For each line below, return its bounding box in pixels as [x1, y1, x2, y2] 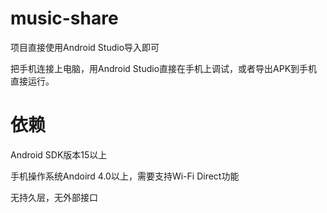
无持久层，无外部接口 [10, 191, 98, 203]
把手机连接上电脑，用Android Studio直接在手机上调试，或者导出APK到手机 [10, 62, 318, 74]
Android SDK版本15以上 [10, 148, 108, 161]
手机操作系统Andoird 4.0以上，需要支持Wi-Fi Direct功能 [10, 170, 240, 182]
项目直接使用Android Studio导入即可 [10, 41, 160, 53]
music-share [10, 7, 119, 30]
